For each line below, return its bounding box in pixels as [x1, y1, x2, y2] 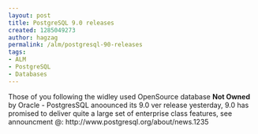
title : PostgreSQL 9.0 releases [8, 19, 114, 27]
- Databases [8, 70, 47, 78]
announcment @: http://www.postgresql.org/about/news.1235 [8, 117, 209, 126]
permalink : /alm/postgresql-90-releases [8, 41, 144, 49]
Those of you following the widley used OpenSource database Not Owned [8, 91, 251, 101]
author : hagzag [8, 33, 58, 42]
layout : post [8, 11, 51, 20]
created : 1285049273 [8, 26, 77, 34]
